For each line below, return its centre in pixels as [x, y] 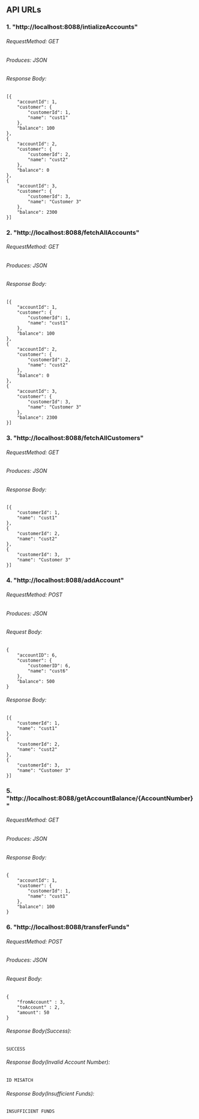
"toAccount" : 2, [39, 1007]
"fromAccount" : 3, [41, 1002]
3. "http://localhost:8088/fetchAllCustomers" [75, 438]
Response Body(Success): [39, 1031]
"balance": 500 [36, 681]
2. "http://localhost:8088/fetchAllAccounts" [73, 232]
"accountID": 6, [37, 655]
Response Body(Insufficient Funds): [50, 1093]
